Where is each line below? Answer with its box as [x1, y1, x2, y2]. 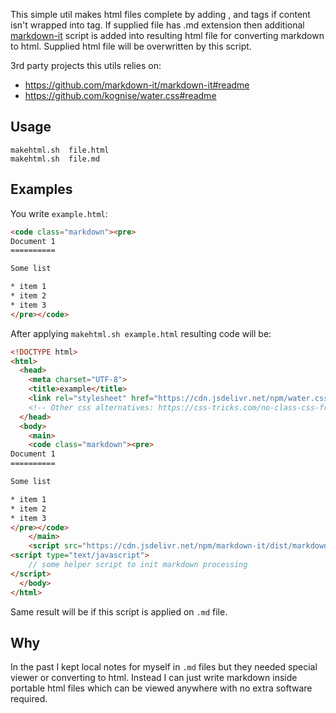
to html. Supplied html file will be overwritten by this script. [10, 40, 252, 52]
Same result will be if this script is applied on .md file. [10, 605, 228, 618]
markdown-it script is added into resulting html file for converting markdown [10, 30, 325, 41]
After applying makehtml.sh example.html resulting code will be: [10, 327, 272, 339]
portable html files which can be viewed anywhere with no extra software [10, 682, 313, 694]
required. [10, 693, 48, 705]
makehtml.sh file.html [10, 145, 110, 155]
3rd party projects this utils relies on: [10, 60, 162, 71]
